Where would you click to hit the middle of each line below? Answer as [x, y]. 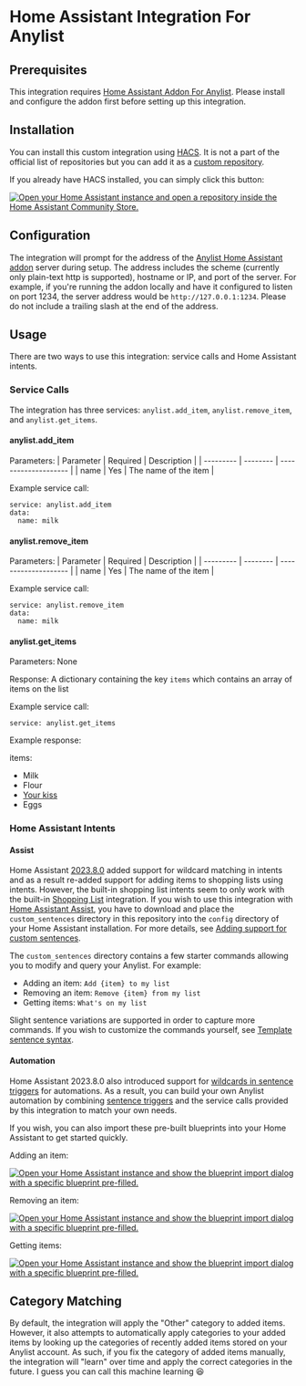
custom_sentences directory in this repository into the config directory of [144, 919]
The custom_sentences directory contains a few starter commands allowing [149, 956]
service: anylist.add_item [61, 505]
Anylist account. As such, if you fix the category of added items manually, [148, 1352]
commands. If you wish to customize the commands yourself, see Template [151, 1030]
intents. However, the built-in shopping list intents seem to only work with [147, 890]
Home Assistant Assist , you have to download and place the [122, 909]
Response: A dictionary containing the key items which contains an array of [151, 679]
